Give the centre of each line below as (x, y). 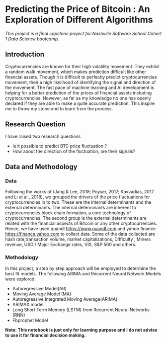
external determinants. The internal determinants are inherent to (71, 208)
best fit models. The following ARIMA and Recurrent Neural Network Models (83, 273)
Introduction (25, 54)
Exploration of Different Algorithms (79, 20)
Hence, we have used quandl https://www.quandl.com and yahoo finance (81, 229)
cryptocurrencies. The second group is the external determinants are (76, 218)
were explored (20, 279)
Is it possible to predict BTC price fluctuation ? (59, 146)
